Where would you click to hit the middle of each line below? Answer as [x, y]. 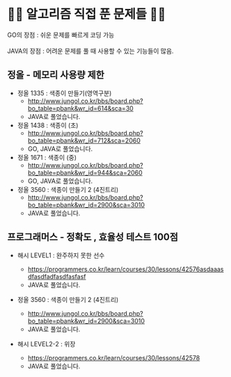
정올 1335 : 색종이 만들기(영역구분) [64, 93]
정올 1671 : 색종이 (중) [47, 157]
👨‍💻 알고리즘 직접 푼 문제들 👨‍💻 [87, 14]
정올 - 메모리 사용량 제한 [56, 75]
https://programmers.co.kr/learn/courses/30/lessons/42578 [114, 358]
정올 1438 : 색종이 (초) [48, 125]
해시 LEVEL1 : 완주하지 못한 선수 [61, 255]
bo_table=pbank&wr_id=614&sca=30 [80, 108]
